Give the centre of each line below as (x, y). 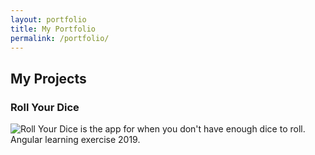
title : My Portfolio (53, 29)
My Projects (48, 78)
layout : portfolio (48, 19)
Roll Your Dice (45, 107)
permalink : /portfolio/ (60, 38)
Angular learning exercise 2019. (75, 140)
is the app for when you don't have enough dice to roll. (192, 129)
